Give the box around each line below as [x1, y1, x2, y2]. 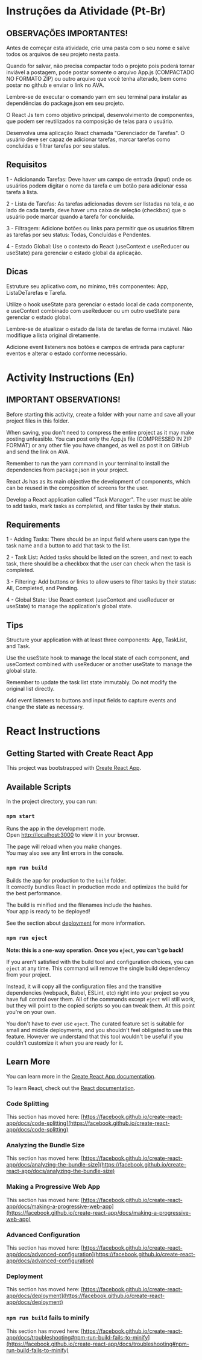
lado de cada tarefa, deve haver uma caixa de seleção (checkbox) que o [6, 206, 186, 213]
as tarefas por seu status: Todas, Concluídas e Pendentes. [6, 231, 151, 238]
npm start [6, 813, 35, 819]
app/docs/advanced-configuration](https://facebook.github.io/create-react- [6, 1250, 196, 1258]
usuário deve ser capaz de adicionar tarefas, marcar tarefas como [6, 136, 171, 143]
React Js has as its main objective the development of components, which [6, 477, 191, 485]
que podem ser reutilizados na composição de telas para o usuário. [6, 118, 174, 125]
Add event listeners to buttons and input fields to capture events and [6, 697, 177, 704]
